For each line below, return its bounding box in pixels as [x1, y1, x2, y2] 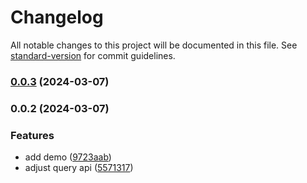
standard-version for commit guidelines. [10, 49, 176, 61]
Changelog [10, 6, 104, 29]
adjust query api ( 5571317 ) [24, 162, 134, 174]
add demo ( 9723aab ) [24, 151, 112, 163]
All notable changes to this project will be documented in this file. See [10, 39, 298, 51]
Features [10, 128, 55, 142]
